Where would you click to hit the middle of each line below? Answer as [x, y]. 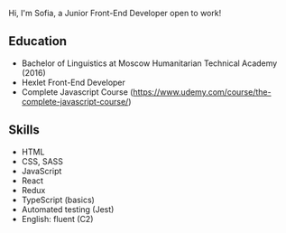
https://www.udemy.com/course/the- [202, 92]
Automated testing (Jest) [68, 209]
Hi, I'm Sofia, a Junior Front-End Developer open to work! [115, 13]
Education [38, 41]
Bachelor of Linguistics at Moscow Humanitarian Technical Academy [149, 63]
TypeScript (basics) [58, 200]
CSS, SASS [42, 161]
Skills [24, 130]
